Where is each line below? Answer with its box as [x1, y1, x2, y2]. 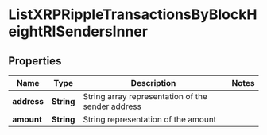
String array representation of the [83, 91, 208, 102]
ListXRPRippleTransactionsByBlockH [8, 6, 257, 24]
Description [130, 78, 176, 88]
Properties [8, 54, 62, 67]
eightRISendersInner [8, 22, 149, 40]
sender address [83, 101, 141, 112]
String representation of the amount [83, 114, 217, 125]
